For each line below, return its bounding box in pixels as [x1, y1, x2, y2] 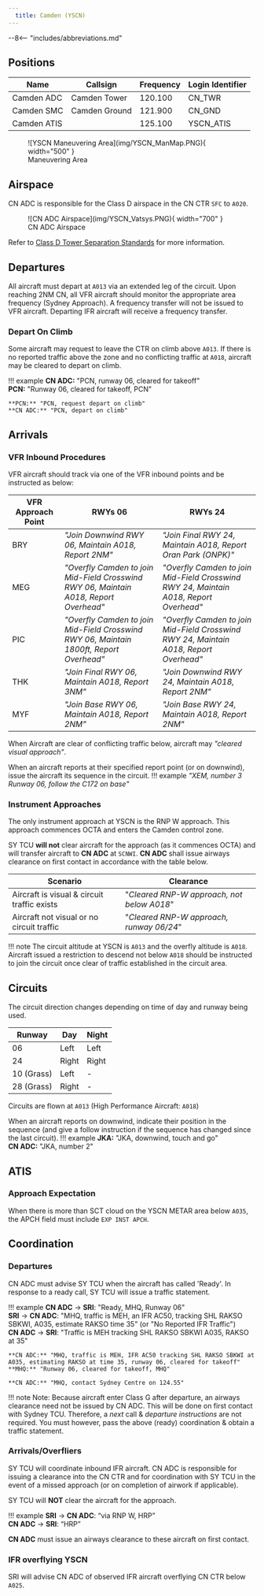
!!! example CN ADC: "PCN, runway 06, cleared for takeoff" [8, 376, 200, 386]
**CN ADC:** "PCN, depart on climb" [8, 406, 128, 414]
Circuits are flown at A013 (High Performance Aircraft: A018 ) [8, 1101, 200, 1111]
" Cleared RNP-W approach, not [124, 889, 243, 900]
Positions [8, 56, 55, 69]
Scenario [47, 876, 82, 887]
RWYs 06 [91, 507, 128, 518]
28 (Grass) [12, 1081, 53, 1092]
